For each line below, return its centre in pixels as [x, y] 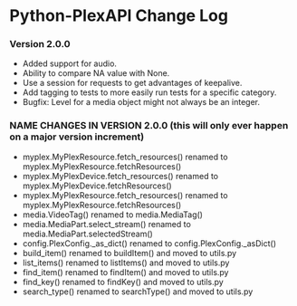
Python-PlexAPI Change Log [119, 16]
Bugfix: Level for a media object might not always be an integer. [141, 102]
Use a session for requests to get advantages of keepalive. [132, 83]
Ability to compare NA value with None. [96, 73]
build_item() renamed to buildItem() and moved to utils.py [129, 253]
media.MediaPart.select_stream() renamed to [107, 224]
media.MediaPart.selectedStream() [88, 234]
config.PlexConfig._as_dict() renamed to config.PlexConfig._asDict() [149, 243]
